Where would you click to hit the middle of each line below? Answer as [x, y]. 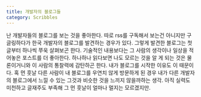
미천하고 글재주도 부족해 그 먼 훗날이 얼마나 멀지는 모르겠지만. [79, 87]
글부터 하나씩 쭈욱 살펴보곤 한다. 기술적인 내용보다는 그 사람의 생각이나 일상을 [97, 50]
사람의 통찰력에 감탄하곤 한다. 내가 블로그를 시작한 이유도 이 [108, 65]
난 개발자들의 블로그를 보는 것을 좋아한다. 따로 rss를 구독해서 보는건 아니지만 [96, 35]
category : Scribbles [32, 17]
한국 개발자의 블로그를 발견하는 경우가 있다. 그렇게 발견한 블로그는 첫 [112, 43]
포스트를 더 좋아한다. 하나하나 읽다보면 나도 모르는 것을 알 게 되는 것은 [104, 57]
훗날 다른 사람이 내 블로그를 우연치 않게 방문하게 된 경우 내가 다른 [103, 72]
